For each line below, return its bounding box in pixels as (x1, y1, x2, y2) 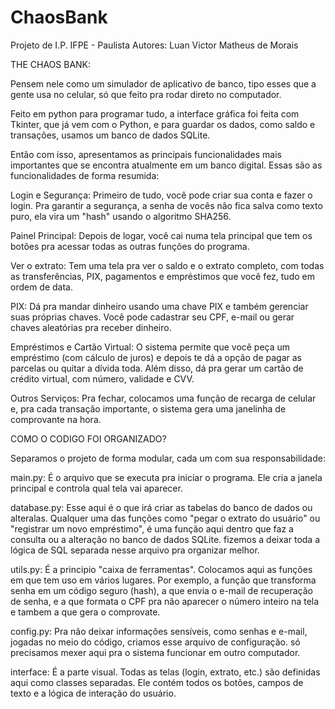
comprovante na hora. (10, 413, 102, 425)
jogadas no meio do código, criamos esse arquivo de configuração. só (10, 636, 301, 648)
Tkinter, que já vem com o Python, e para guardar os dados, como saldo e (10, 118, 316, 130)
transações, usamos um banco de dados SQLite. (10, 129, 211, 141)
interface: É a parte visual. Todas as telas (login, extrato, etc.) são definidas (10, 666, 321, 678)
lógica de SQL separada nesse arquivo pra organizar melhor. (10, 544, 260, 556)
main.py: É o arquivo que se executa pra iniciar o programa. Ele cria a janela (10, 471, 323, 483)
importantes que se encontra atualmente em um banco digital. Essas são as (10, 159, 323, 171)
